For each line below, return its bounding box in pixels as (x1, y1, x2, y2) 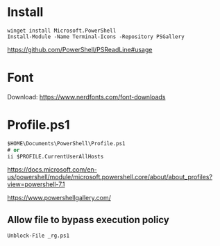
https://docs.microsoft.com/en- (7, 165, 97, 174)
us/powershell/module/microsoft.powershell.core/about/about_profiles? (7, 173, 213, 181)
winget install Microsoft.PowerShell (7, 27, 117, 34)
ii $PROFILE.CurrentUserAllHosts (7, 153, 104, 160)
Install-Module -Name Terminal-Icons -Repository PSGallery (7, 33, 185, 40)
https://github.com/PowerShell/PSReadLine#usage (7, 45, 153, 54)
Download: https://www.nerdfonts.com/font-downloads (7, 92, 166, 101)
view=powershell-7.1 (7, 180, 65, 188)
